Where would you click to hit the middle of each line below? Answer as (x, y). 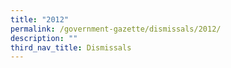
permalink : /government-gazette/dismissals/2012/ (116, 29)
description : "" (44, 38)
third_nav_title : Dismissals (71, 47)
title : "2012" (40, 19)
